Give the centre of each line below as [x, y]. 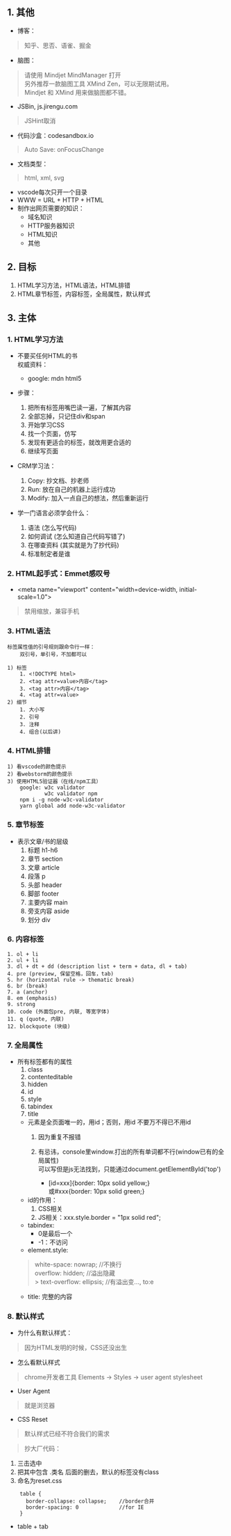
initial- [188, 589]
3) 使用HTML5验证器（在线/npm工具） [54, 782]
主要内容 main [48, 902]
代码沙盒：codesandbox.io [55, 135]
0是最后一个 [55, 1234]
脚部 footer [43, 893]
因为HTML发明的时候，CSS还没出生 [75, 1348]
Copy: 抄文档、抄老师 [58, 481]
